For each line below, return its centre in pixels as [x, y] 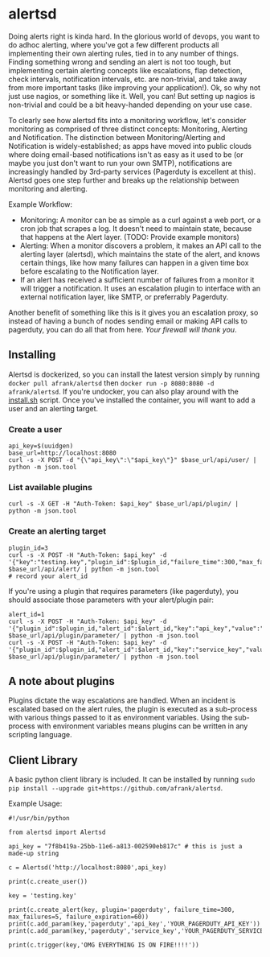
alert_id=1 [27, 614]
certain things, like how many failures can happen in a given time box [134, 262]
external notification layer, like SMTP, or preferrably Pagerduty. [124, 297]
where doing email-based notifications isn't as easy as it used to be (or [126, 155]
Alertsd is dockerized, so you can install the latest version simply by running [134, 374]
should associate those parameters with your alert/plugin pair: [111, 600]
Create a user [35, 429]
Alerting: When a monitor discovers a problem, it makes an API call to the [141, 245]
